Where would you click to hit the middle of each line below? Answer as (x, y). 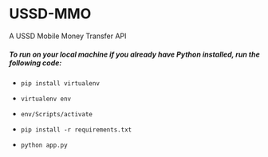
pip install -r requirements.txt (76, 130)
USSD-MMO (50, 14)
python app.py (44, 145)
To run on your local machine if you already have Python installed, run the (134, 54)
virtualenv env (46, 99)
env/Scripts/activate (56, 114)
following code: (35, 63)
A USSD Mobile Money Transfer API (68, 36)
